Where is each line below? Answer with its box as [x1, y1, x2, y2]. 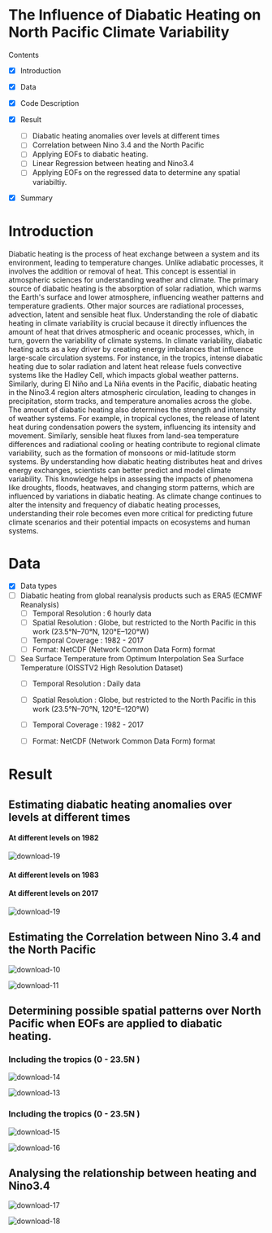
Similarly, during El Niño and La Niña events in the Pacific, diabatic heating [8, 379, 257, 388]
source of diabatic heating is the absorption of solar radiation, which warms [8, 283, 261, 293]
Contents [8, 50, 39, 59]
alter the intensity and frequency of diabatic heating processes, [8, 499, 221, 510]
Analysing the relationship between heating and [8, 1166, 257, 1180]
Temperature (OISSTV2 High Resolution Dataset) [19, 662, 183, 673]
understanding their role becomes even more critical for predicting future [8, 508, 253, 518]
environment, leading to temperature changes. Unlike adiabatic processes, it [8, 257, 264, 267]
